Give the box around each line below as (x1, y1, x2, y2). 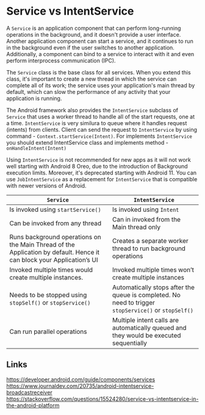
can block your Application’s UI (9, 255, 98, 264)
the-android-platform (6, 402, 60, 409)
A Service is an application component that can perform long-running (6, 24, 181, 32)
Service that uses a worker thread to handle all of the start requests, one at (6, 113, 195, 120)
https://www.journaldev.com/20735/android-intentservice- (6, 382, 154, 389)
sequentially (112, 339, 148, 347)
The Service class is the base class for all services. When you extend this (6, 68, 191, 76)
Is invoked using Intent (112, 205, 179, 214)
